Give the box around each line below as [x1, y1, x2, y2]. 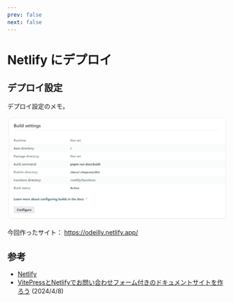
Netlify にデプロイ [7, 52, 112, 68]
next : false [7, 18, 42, 26]
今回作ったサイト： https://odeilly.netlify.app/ [7, 228, 139, 237]
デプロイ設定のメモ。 [7, 102, 69, 110]
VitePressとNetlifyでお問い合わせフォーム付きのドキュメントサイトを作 [17, 278, 224, 287]
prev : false [7, 11, 42, 18]
